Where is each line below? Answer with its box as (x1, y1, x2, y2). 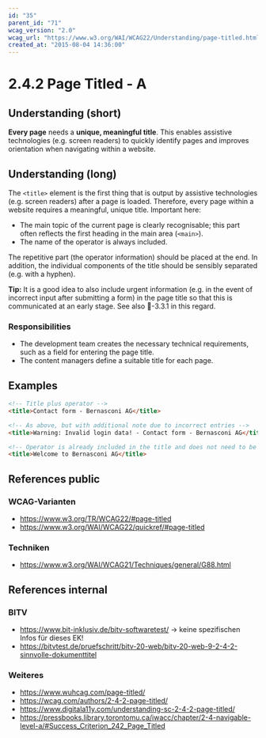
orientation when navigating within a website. (8, 144, 156, 154)
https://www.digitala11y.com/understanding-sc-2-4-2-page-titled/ (19, 705, 236, 714)
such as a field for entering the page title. (19, 347, 154, 357)
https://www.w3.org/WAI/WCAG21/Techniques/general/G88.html (19, 560, 231, 570)
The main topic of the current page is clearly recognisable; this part (19, 220, 240, 229)
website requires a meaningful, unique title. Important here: (8, 205, 202, 214)
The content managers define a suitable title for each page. (19, 356, 214, 365)
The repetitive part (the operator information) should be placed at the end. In (8, 252, 258, 262)
